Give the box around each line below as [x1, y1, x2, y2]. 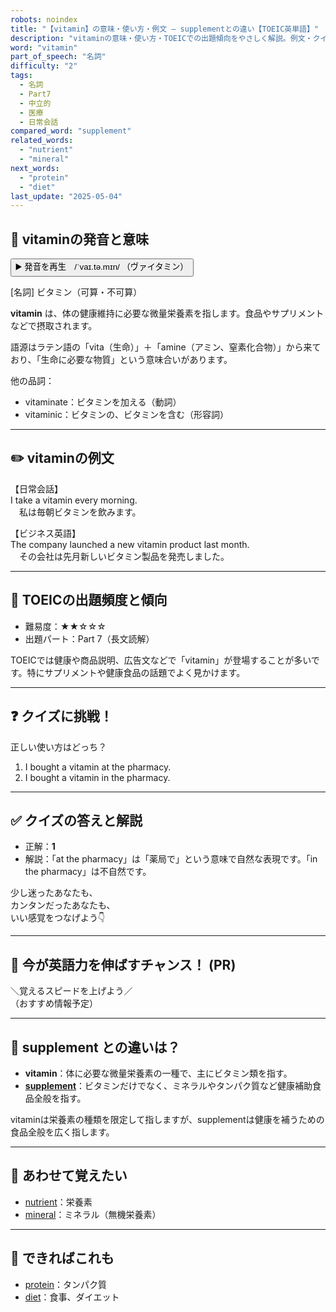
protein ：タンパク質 [24, 1278, 108, 1290]
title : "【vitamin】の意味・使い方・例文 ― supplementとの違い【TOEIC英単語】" [10, 24, 320, 34]
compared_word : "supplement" [10, 126, 132, 136]
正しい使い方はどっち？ [10, 741, 107, 753]
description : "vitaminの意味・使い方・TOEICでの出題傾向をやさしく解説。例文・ [10, 33, 313, 43]
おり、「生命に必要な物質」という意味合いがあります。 [10, 354, 233, 366]
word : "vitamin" [10, 42, 78, 53]
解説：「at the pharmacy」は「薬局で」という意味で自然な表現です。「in [24, 853, 318, 865]
